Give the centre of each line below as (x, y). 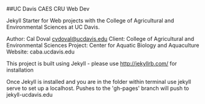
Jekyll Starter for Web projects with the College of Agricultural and (90, 20)
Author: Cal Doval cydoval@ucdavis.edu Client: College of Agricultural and (100, 39)
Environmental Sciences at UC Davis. (53, 27)
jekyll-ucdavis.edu (30, 95)
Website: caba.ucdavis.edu (40, 52)
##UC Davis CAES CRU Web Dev (48, 9)
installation (20, 70)
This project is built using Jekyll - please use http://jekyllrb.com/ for (92, 64)
